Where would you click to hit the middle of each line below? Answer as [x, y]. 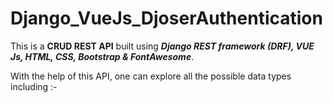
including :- [34, 86]
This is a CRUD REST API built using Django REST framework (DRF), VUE [162, 46]
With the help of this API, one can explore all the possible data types [151, 76]
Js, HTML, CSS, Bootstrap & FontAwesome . [102, 56]
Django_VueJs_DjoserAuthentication [166, 18]
